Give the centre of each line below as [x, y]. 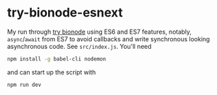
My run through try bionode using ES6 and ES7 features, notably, [99, 32]
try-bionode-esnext [65, 13]
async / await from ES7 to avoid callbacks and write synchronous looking [108, 39]
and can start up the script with [52, 72]
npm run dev [24, 85]
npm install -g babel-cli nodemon [57, 59]
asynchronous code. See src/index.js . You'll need [79, 46]
